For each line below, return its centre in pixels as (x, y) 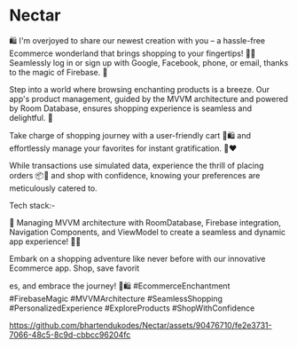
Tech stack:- (32, 205)
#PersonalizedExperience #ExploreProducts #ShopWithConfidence (132, 308)
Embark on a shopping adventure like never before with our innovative (137, 258)
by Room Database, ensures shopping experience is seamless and (131, 108)
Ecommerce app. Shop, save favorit (74, 268)
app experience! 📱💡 (45, 241)
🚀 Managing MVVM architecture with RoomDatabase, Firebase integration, (145, 222)
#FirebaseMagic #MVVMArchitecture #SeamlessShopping (116, 298)
